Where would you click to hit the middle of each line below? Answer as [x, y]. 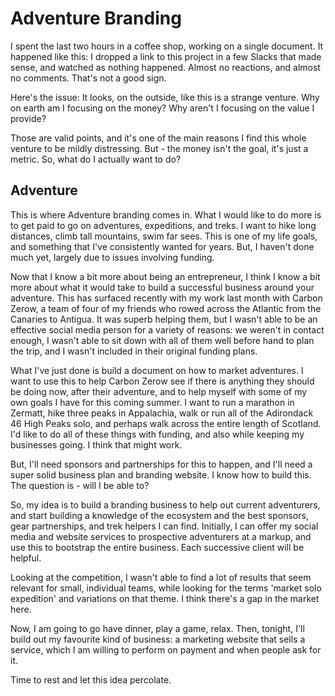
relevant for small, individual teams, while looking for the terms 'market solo [166, 588]
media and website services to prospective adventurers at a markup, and [161, 536]
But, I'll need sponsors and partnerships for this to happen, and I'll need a [161, 464]
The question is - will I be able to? [80, 485]
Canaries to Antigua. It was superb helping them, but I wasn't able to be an [164, 319]
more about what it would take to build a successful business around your [162, 287]
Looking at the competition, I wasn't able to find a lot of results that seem [161, 577]
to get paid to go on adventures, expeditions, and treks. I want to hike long [163, 225]
